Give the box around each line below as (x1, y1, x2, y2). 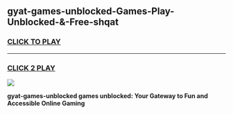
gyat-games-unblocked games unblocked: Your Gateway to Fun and (7, 91, 208, 99)
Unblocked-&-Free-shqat (7, 17, 119, 28)
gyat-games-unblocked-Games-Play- (7, 6, 175, 17)
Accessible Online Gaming (7, 99, 85, 107)
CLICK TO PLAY (7, 37, 61, 47)
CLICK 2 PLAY (7, 63, 55, 73)
